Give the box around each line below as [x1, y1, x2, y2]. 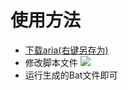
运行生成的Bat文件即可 [24, 69, 118, 81]
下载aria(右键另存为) [24, 44, 109, 56]
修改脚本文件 [24, 56, 78, 68]
